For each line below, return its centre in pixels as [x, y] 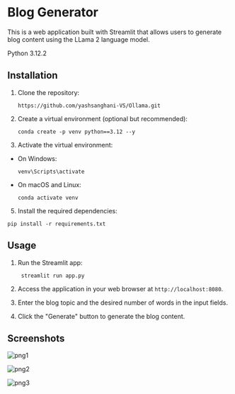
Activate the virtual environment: [65, 145]
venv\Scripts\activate [51, 171]
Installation [33, 75]
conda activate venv [48, 198]
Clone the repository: [48, 92]
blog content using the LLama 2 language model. [79, 39]
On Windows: [37, 158]
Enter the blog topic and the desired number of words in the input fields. [123, 303]
